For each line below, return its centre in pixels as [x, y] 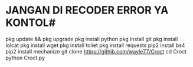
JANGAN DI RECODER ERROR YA [87, 10]
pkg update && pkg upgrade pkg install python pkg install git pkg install [92, 39]
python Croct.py [25, 58]
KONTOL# [31, 23]
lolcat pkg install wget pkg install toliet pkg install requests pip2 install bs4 [95, 45]
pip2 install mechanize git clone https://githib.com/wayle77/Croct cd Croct [96, 51]
